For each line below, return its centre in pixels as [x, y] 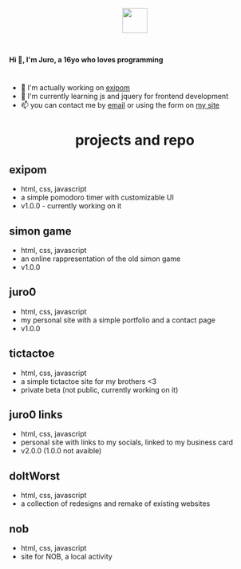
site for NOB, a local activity [66, 557]
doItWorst [35, 476]
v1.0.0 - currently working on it [71, 206]
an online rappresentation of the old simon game [101, 259]
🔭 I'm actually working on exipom [75, 88]
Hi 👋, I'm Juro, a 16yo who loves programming [86, 59]
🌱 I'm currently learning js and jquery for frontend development [124, 97]
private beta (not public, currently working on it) [99, 389]
